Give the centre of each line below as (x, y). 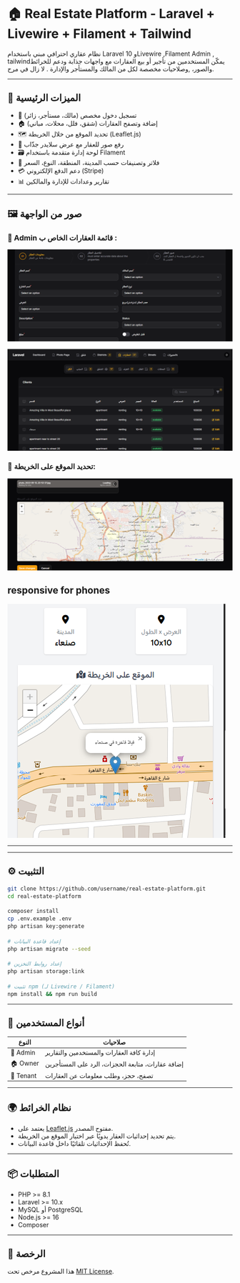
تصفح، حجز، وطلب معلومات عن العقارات (99, 1075)
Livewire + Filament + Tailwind (99, 34)
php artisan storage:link (46, 972)
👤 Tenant (24, 1075)
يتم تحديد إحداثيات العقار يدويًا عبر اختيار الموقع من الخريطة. (97, 1136)
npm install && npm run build (52, 994)
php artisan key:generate (46, 927)
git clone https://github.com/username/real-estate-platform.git (106, 889)
